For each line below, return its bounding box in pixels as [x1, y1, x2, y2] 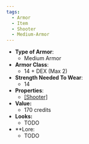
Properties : [14, 87, 44, 94]
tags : [6, 9, 20, 15]
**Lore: [14, 126, 35, 133]
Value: [14, 100, 32, 107]
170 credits [23, 106, 51, 114]
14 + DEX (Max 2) [23, 67, 68, 75]
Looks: [14, 113, 33, 120]
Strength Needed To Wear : [14, 74, 83, 81]
